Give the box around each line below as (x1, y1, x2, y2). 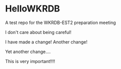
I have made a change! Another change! (5, 38, 87, 45)
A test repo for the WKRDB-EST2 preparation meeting (5, 19, 116, 25)
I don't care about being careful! (5, 29, 71, 35)
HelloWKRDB (5, 3, 60, 14)
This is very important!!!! (5, 58, 55, 64)
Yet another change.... (5, 48, 51, 54)
